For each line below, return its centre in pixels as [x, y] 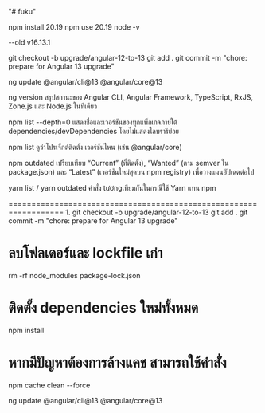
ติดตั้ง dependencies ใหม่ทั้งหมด [103, 308]
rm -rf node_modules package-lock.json [74, 275]
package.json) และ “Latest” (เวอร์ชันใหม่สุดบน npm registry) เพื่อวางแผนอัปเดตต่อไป [131, 172]
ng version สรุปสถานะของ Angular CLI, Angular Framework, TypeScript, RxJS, [131, 97]
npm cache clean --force [49, 385]
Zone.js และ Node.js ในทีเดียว [53, 106]
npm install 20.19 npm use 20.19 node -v [74, 27]
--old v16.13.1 [29, 42]
